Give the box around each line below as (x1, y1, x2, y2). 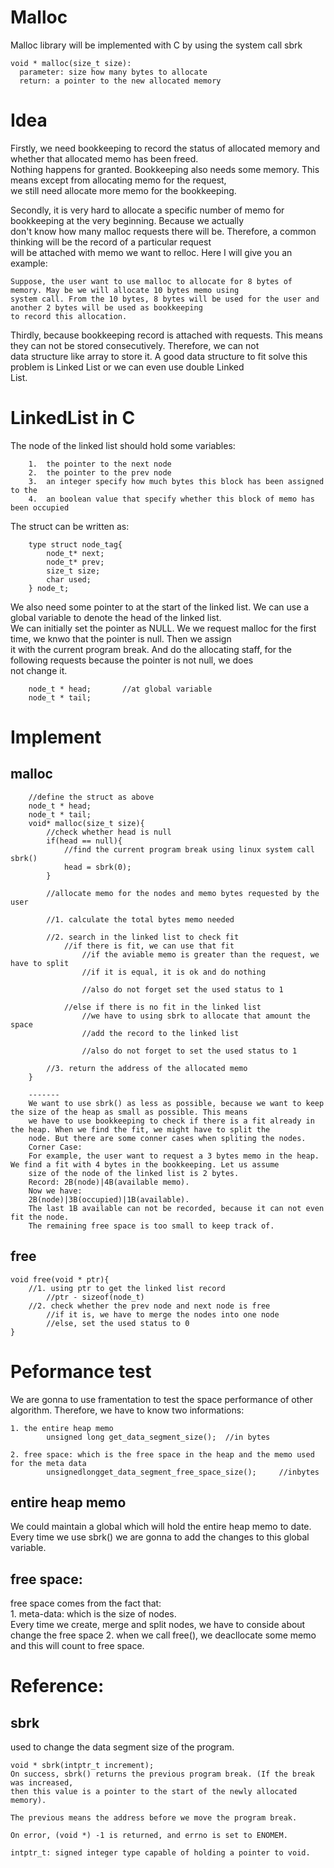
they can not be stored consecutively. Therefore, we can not (10, 339, 260, 351)
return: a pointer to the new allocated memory (19, 76, 222, 86)
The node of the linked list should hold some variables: (10, 439, 236, 451)
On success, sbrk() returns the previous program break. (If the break (10, 1769, 315, 1780)
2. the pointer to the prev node (28, 467, 172, 478)
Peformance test (10, 1360, 152, 1383)
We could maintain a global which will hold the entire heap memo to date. (10, 1521, 312, 1533)
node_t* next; (46, 548, 105, 558)
